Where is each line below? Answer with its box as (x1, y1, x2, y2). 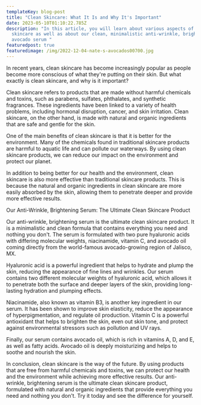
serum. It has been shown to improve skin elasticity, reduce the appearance (6, 305, 193, 312)
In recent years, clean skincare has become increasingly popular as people (6, 64, 191, 71)
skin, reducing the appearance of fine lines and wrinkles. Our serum (6, 268, 173, 275)
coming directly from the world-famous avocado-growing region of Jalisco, (6, 244, 193, 251)
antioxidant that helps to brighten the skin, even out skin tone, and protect (6, 317, 188, 325)
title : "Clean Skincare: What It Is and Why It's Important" (6, 14, 162, 20)
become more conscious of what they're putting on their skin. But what (6, 70, 181, 78)
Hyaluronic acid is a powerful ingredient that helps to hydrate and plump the (6, 262, 194, 269)
